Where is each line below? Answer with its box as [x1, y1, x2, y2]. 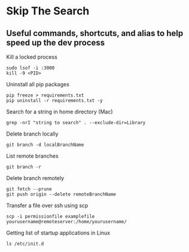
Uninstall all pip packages [6, 81, 70, 88]
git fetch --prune [6, 186, 52, 192]
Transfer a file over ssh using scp [6, 202, 89, 209]
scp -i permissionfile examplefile [6, 214, 95, 220]
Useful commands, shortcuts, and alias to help [6, 28, 184, 38]
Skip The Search [6, 4, 90, 18]
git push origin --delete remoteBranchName [6, 191, 117, 197]
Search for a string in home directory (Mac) [6, 108, 113, 115]
